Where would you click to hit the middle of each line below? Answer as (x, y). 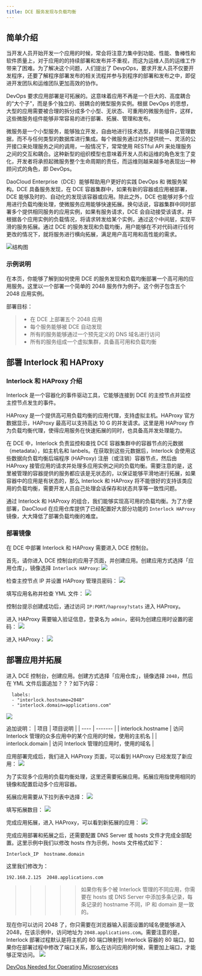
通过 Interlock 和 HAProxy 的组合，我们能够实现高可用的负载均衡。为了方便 (99, 501)
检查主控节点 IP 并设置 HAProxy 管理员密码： (62, 580)
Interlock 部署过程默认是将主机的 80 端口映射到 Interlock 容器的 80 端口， (98, 939)
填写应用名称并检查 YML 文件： (45, 594)
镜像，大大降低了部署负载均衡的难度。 (54, 516)
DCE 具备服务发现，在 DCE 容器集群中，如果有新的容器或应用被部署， (103, 189)
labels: (21, 695)
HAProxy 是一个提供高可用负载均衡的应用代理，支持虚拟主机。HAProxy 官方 (101, 416)
